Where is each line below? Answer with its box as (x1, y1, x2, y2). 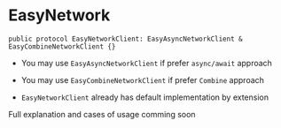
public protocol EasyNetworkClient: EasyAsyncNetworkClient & (8, 34, 243, 43)
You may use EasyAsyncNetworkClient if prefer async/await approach (20, 57, 272, 68)
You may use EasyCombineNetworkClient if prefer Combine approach (20, 74, 265, 85)
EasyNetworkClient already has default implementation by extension (20, 92, 269, 102)
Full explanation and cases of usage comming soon (8, 109, 196, 119)
